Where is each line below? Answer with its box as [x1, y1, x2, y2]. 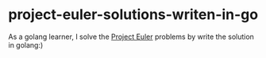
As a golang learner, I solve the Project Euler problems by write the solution [8, 32, 254, 41]
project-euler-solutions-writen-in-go [8, 6, 259, 24]
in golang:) [8, 40, 44, 49]
